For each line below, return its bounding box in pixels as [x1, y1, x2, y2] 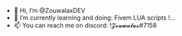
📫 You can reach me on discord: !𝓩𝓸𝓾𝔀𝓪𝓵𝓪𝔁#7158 [13, 21, 157, 29]
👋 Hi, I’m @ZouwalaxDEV [13, 7, 85, 14]
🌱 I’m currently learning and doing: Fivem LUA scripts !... [13, 14, 176, 22]
